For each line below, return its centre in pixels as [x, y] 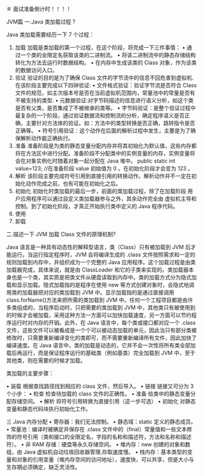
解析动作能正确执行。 [47, 138]
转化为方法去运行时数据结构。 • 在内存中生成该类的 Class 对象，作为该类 [106, 63]
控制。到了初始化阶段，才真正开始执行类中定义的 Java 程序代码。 [96, 206]
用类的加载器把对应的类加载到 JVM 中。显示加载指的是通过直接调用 [90, 292]
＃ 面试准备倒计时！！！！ [39, 9]
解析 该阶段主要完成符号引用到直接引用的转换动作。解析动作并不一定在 [103, 176]
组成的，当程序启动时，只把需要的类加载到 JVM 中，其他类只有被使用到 [106, 308]
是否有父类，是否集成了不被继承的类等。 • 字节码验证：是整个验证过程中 [105, 108]
